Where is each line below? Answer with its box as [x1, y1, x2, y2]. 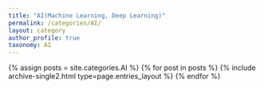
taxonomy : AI [8, 41, 52, 49]
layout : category [8, 26, 66, 34]
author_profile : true [8, 33, 81, 42]
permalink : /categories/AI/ [8, 19, 102, 27]
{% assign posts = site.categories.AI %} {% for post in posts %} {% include [8, 63, 257, 72]
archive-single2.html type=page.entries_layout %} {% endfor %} [8, 72, 221, 81]
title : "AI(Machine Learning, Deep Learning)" [8, 11, 166, 20]
